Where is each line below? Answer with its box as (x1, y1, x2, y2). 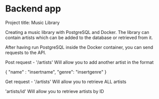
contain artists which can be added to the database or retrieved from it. (5, 34, 153, 40)
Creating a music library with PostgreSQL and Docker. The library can (5, 29, 149, 35)
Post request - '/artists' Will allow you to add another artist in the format (5, 59, 154, 65)
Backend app (5, 3, 61, 14)
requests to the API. (5, 49, 46, 55)
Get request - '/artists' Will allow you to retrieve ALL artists (5, 78, 127, 84)
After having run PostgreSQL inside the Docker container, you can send (5, 44, 153, 50)
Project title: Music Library (5, 19, 60, 25)
